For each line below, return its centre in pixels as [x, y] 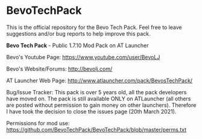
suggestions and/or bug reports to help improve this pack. [78, 33]
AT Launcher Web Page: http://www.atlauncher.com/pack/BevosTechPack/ [99, 80]
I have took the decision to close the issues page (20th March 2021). [91, 111]
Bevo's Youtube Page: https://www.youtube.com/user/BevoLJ [83, 57]
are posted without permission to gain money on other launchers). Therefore [101, 105]
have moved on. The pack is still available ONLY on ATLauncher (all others [99, 99]
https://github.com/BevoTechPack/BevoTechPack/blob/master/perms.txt [96, 129]
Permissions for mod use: [38, 123]
